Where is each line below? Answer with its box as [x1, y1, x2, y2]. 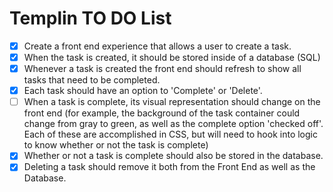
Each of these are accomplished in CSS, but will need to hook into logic [23, 128, 318, 141]
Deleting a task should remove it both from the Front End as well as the [23, 161, 316, 173]
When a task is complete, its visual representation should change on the [23, 96, 321, 108]
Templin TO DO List [9, 7, 172, 30]
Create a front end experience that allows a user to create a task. [23, 40, 292, 52]
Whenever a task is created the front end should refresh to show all [23, 63, 302, 75]
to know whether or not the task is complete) [23, 139, 209, 151]
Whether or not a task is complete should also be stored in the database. [23, 150, 324, 162]
